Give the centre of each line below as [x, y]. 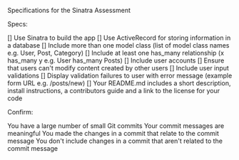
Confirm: [20, 112]
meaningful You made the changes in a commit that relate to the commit [113, 133]
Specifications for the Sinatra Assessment [69, 10]
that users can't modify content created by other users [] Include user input [118, 68]
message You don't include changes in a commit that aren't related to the [115, 141]
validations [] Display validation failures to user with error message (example [120, 75]
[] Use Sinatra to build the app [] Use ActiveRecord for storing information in [119, 38]
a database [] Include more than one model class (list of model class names [118, 45]
